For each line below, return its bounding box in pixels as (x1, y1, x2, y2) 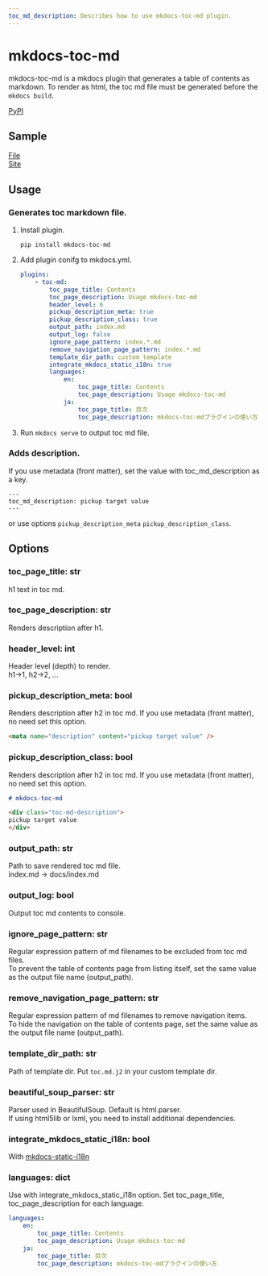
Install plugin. (19, 225, 64, 235)
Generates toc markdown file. (8, 206, 127, 218)
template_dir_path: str (8, 1048, 97, 1059)
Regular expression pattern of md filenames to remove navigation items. (8, 1011, 248, 1020)
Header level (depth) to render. (8, 661, 111, 671)
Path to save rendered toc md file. (8, 861, 121, 871)
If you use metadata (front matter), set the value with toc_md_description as (8, 465, 260, 476)
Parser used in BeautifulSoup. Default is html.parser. (8, 1104, 182, 1114)
